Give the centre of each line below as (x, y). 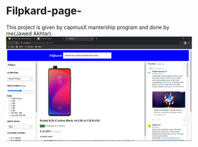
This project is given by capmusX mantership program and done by (88, 27)
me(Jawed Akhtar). (29, 33)
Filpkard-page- (44, 11)
